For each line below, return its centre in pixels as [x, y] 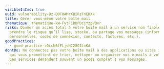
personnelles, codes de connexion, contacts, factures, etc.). [75, 37]
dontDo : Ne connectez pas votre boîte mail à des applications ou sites [81, 50]
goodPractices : [20, 41]
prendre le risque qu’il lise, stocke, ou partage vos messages [76, 32]
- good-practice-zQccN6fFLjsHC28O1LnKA [50, 46]
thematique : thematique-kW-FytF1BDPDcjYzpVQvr [53, 23]
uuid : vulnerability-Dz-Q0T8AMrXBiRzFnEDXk [50, 14]
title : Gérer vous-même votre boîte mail [48, 18]
